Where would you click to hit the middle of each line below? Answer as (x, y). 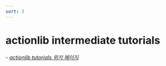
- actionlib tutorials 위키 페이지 (42, 57)
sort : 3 (15, 11)
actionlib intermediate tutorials (83, 40)
